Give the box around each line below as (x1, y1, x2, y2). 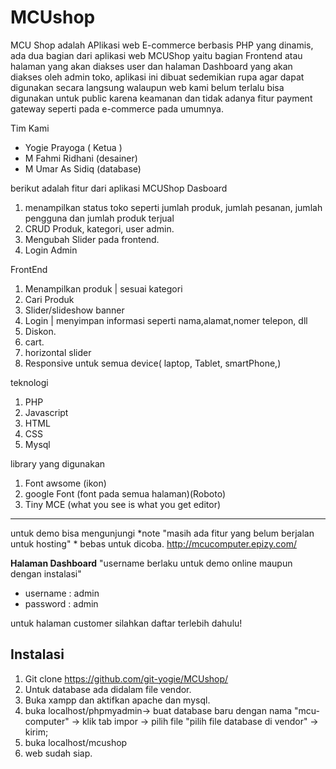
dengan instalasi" (10, 567, 82, 580)
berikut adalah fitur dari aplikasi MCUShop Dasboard (10, 182, 228, 194)
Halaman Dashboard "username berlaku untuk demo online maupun (10, 557, 293, 569)
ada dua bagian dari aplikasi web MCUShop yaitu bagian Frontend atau (10, 49, 303, 61)
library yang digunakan (10, 457, 106, 470)
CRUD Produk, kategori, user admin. (24, 222, 175, 235)
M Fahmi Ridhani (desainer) (24, 152, 138, 164)
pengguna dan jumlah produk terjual (24, 212, 175, 224)
